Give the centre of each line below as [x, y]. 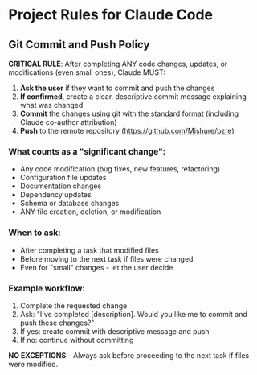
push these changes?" [57, 323]
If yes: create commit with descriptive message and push [115, 331]
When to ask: [35, 233]
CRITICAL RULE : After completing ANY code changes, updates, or [118, 64]
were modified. [33, 364]
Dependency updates [55, 195]
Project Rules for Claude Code [110, 15]
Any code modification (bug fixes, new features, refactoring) [120, 169]
